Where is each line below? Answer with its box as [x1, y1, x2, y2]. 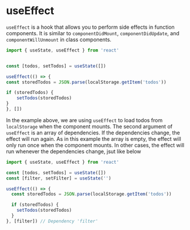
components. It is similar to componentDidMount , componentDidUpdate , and [6, 29, 180, 36]
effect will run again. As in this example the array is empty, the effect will [6, 135, 182, 142]
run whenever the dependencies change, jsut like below [6, 148, 142, 155]
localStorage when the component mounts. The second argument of [6, 123, 173, 130]
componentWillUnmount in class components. [6, 36, 111, 43]
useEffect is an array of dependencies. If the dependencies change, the [6, 129, 181, 136]
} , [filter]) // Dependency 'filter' [6, 218, 99, 224]
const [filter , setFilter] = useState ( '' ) [6, 175, 111, 181]
